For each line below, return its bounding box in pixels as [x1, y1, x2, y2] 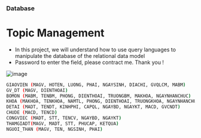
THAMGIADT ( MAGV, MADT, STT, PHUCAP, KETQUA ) [6, 121, 119, 127]
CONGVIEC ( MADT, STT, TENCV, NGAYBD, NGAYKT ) [6, 115, 121, 121]
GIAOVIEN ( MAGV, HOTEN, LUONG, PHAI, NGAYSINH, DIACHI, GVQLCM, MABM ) [6, 82, 186, 88]
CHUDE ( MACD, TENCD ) [6, 109, 58, 116]
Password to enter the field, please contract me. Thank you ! [14, 59, 165, 66]
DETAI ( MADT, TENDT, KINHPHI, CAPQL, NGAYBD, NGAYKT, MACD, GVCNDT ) [6, 104, 181, 110]
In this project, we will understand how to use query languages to [14, 46, 176, 53]
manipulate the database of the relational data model [14, 52, 145, 59]
